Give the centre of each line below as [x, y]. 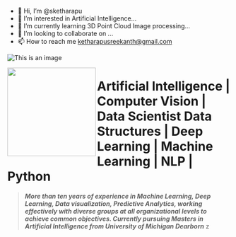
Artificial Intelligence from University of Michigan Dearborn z [117, 226]
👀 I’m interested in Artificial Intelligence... [77, 18]
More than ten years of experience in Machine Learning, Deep [118, 196]
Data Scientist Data [154, 116]
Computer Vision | [152, 102]
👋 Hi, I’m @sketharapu [50, 11]
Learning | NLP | [145, 162]
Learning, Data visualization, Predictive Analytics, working [113, 203]
